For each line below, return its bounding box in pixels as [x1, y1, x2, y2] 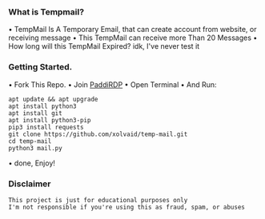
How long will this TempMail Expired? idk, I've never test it [8, 42, 200, 51]
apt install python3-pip [8, 116, 91, 124]
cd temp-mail [8, 137, 52, 145]
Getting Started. [8, 62, 73, 73]
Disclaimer [8, 178, 51, 189]
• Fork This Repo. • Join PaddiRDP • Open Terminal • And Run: [8, 79, 218, 90]
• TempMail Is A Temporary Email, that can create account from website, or [8, 25, 257, 34]
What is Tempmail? [8, 6, 85, 18]
